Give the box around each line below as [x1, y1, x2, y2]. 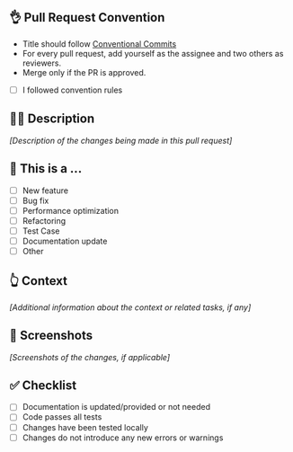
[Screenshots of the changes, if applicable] [9, 351, 171, 362]
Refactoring [22, 215, 67, 226]
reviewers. [22, 58, 61, 68]
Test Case [22, 226, 60, 236]
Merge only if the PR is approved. [22, 66, 146, 77]
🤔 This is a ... [9, 161, 83, 176]
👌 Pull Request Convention [9, 10, 165, 25]
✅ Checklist [9, 377, 77, 393]
